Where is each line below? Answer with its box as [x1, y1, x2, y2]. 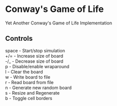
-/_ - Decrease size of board [5, 58, 63, 64]
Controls [5, 34, 33, 43]
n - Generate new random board [5, 85, 72, 91]
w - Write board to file [5, 74, 50, 80]
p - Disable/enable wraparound [5, 63, 69, 69]
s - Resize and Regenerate [5, 90, 60, 96]
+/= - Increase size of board [5, 53, 63, 59]
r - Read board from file [5, 79, 54, 85]
